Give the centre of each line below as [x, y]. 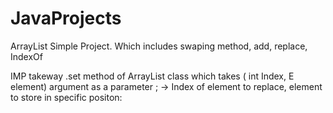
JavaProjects [66, 18]
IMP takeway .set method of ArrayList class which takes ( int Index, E [152, 76]
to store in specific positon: [66, 97]
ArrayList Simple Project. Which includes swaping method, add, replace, [159, 46]
